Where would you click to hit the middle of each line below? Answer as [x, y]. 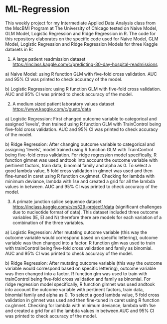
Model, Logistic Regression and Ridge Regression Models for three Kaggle [82, 44]
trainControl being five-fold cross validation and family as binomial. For [78, 279]
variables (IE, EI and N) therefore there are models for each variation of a [87, 217]
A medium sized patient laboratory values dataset [63, 104]
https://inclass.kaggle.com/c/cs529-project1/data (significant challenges [87, 207]
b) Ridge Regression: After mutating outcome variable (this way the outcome [84, 263]
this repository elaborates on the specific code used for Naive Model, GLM [82, 39]
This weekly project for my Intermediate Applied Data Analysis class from [81, 23]
